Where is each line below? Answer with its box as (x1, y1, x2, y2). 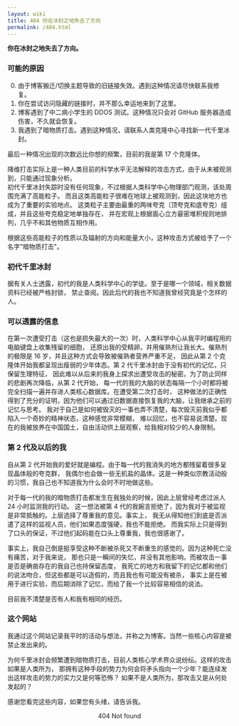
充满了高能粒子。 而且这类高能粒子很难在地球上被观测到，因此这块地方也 (13, 191, 228, 200)
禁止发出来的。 (7, 640, 51, 648)
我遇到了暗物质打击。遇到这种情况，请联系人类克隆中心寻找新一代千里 (17, 125, 224, 134)
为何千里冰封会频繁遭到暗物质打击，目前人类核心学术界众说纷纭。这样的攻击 (7, 656, 232, 664)
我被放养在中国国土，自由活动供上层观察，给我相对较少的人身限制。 (19, 423, 219, 431)
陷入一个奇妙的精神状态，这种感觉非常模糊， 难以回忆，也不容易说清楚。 (7, 414, 221, 423)
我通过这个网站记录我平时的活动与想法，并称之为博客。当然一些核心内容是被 (7, 631, 232, 640)
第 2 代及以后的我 (7, 443, 67, 453)
